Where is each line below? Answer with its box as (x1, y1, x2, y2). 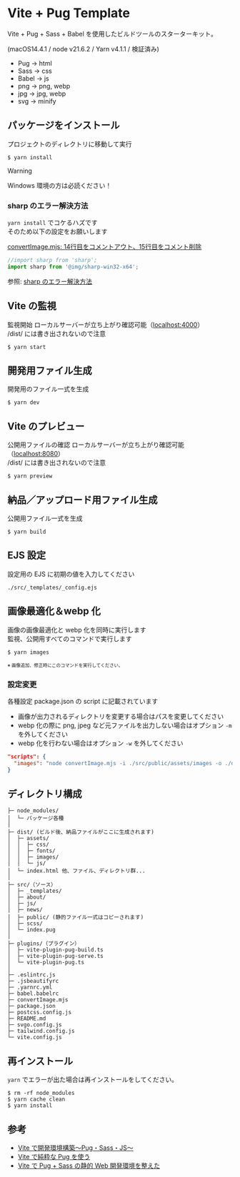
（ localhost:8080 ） (7, 450, 64, 458)
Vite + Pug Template (7, 5, 131, 21)
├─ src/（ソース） (7, 882, 56, 889)
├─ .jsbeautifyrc (7, 978, 59, 985)
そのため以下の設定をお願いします (7, 227, 108, 236)
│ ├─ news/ (7, 906, 43, 914)
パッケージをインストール (7, 119, 120, 131)
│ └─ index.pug (7, 926, 56, 934)
